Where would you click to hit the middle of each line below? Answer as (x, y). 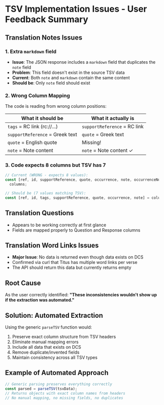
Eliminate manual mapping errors (45, 342)
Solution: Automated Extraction (54, 315)
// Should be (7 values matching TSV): (46, 193)
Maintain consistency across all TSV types (55, 357)
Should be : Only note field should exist (51, 83)
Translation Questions (40, 213)
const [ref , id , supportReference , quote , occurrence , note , (69, 180)
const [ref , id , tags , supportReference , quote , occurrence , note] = (77, 198)
